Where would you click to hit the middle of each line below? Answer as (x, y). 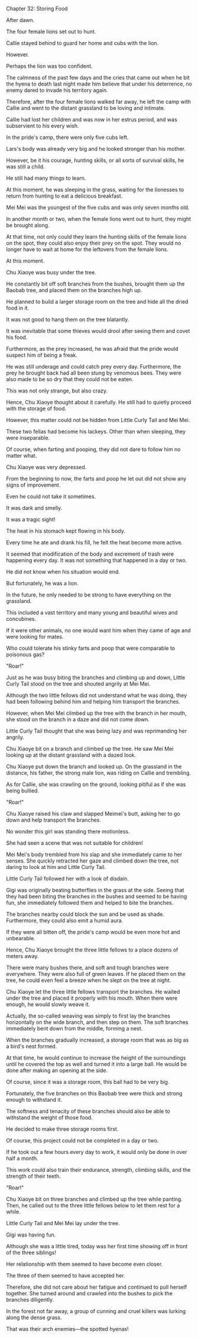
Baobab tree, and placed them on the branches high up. (74, 290)
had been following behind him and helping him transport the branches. (93, 702)
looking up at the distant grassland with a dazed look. (71, 755)
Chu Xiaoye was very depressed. (46, 467)
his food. (17, 337)
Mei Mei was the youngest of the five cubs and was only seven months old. (98, 207)
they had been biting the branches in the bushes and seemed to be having (97, 896)
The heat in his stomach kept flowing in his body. (66, 531)
